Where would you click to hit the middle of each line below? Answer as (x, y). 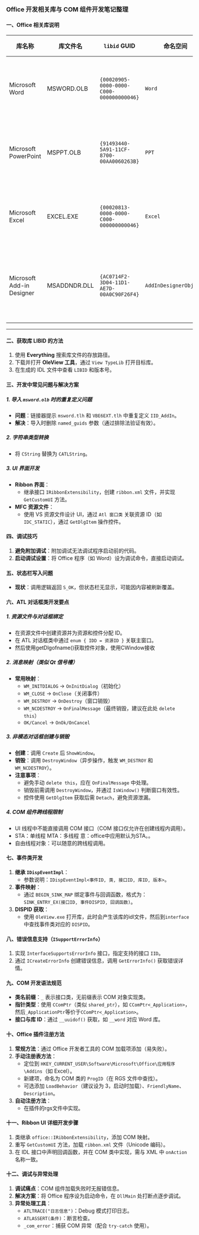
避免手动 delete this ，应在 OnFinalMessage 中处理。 (88, 783)
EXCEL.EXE (63, 216)
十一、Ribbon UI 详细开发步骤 (42, 1123)
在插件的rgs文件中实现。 (54, 1108)
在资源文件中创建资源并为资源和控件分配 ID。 (70, 633)
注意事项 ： (28, 775)
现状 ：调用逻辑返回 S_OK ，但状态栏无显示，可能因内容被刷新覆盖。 (96, 587)
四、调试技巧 (22, 536)
